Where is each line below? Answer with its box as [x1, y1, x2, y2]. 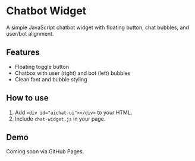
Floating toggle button [14, 63, 70, 70]
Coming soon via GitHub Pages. [6, 148, 84, 155]
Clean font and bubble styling [14, 75, 87, 83]
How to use [6, 93, 49, 103]
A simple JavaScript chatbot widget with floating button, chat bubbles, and [6, 24, 189, 31]
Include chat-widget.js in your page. [14, 115, 106, 122]
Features [6, 48, 40, 58]
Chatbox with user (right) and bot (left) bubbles [14, 70, 131, 77]
